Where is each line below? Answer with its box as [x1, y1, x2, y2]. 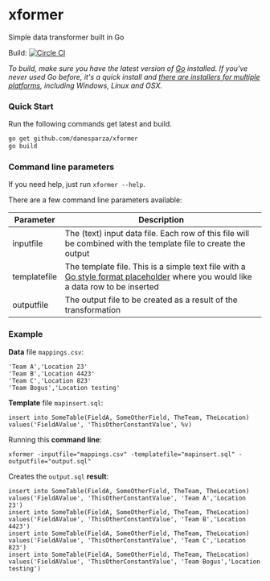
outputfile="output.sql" [8, 457, 92, 465]
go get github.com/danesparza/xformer [8, 135, 138, 143]
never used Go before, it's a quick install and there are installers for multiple [8, 72, 260, 81]
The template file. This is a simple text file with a [64, 261, 247, 272]
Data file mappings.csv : [8, 347, 84, 356]
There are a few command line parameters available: [8, 195, 182, 205]
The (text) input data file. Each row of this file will [64, 228, 250, 239]
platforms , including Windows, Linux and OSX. [8, 81, 163, 90]
